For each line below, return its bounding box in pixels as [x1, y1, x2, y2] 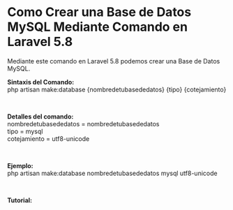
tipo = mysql [7, 127, 43, 135]
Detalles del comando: [7, 112, 74, 121]
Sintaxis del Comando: [7, 77, 75, 86]
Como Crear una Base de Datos [7, 4, 192, 20]
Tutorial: [7, 196, 33, 204]
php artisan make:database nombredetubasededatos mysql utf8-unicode [7, 169, 218, 177]
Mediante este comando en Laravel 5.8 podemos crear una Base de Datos [7, 57, 220, 65]
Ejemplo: [7, 161, 33, 170]
